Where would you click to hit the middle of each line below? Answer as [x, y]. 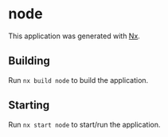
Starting [29, 106]
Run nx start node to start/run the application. [84, 124]
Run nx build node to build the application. [78, 80]
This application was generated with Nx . [74, 36]
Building [29, 61]
